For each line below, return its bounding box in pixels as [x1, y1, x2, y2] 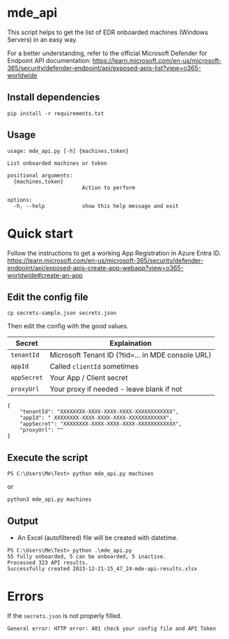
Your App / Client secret [49, 373, 128, 383]
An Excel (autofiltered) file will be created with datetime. [17, 533, 179, 542]
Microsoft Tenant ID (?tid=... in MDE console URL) [49, 351, 212, 360]
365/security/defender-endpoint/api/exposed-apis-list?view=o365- [7, 64, 202, 72]
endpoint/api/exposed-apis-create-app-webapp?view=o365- [7, 263, 184, 272]
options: [7, 196, 33, 203]
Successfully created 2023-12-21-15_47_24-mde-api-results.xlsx [7, 565, 198, 572]
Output [7, 515, 38, 527]
